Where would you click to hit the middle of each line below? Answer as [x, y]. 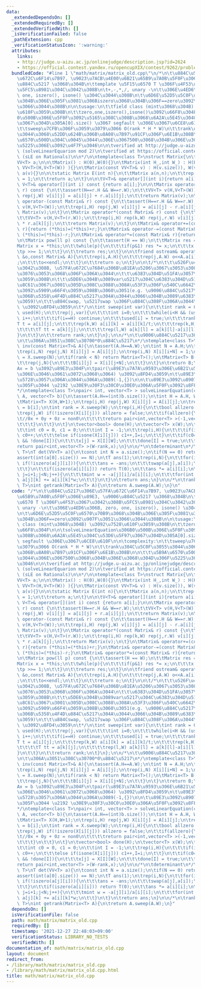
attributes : [27, 51]
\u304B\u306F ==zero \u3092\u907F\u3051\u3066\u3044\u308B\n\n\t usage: [106, 519]
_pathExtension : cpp [37, 40]
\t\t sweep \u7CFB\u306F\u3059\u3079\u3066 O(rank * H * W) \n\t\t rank [104, 129]
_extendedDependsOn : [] [41, 17]
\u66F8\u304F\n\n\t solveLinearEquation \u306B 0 [76, 530]
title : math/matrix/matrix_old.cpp [51, 976]
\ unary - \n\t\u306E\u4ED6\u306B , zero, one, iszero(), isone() [99, 508]
